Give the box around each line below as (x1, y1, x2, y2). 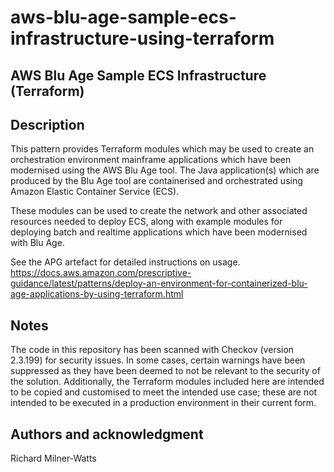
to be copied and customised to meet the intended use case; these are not (10, 386, 318, 398)
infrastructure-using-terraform (10, 27, 275, 50)
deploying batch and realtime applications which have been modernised (10, 226, 308, 238)
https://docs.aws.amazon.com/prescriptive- (10, 267, 192, 279)
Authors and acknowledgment (10, 426, 204, 443)
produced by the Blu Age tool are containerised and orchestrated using (10, 175, 303, 187)
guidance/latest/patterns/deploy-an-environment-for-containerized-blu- (10, 277, 308, 290)
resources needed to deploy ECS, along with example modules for (10, 216, 283, 228)
